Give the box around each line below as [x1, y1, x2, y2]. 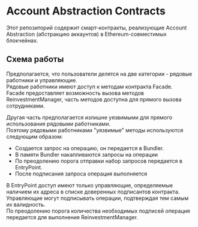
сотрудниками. [6, 102, 45, 109]
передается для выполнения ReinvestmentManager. [6, 213, 138, 220]
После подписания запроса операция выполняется [14, 170, 148, 177]
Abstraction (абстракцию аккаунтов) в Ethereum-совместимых [6, 30, 167, 37]
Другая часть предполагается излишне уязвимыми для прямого [6, 114, 173, 121]
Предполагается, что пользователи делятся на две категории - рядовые [6, 70, 193, 77]
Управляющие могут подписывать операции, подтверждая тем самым [6, 194, 189, 202]
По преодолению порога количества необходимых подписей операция [6, 207, 190, 214]
